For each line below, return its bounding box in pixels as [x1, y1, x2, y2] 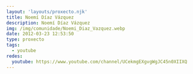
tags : [6, 42, 20, 48]
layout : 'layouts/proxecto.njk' [6, 8, 87, 15]
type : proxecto [6, 36, 45, 42]
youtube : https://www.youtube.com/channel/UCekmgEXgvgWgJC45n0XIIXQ [11, 58, 188, 64]
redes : [6, 53, 23, 59]
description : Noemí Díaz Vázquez [6, 20, 90, 26]
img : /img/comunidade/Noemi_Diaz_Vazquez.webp [6, 25, 125, 32]
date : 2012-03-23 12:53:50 [6, 31, 74, 37]
